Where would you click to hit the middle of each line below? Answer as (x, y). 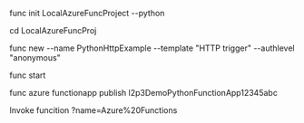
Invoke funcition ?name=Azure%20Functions (93, 110)
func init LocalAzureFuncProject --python (87, 13)
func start (28, 75)
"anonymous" (35, 57)
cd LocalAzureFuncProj (53, 30)
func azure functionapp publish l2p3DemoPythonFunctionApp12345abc (144, 93)
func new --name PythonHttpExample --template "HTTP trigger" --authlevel (152, 48)
